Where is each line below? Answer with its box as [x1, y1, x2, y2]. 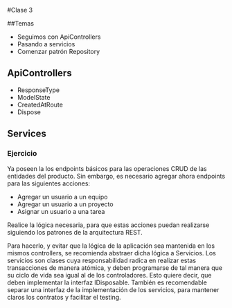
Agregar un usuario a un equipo [17, 192, 108, 201]
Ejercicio [7, 149, 37, 158]
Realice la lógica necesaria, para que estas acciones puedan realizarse [7, 221, 210, 229]
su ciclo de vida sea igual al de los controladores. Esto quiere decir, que [7, 271, 213, 279]
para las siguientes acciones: [7, 179, 91, 188]
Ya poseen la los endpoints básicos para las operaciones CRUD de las [7, 164, 208, 172]
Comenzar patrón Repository [17, 48, 100, 55]
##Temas [7, 19, 35, 27]
